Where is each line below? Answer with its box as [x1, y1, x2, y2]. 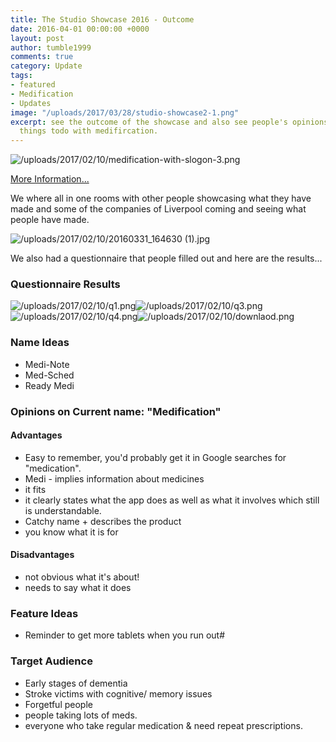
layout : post [10, 33, 65, 43]
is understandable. [24, 504, 102, 516]
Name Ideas [10, 336, 70, 350]
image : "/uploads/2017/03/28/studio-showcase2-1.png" [10, 107, 240, 118]
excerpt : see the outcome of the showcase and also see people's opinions [10, 117, 329, 127]
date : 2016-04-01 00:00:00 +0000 [10, 24, 150, 34]
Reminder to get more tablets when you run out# [24, 629, 226, 641]
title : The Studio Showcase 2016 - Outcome [10, 14, 195, 25]
